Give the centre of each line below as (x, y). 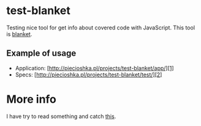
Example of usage (41, 54)
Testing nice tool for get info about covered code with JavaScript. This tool (100, 28)
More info (32, 99)
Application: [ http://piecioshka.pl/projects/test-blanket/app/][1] (94, 68)
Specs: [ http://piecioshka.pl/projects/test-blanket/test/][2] (89, 75)
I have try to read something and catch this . (61, 116)
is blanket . (19, 34)
